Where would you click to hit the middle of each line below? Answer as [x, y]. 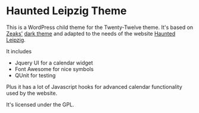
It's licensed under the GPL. [40, 104]
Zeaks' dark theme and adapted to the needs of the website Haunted [91, 33]
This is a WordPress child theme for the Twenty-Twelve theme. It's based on [100, 27]
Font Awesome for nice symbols [54, 69]
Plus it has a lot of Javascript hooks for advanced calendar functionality [94, 86]
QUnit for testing [35, 75]
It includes [19, 51]
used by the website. [32, 93]
